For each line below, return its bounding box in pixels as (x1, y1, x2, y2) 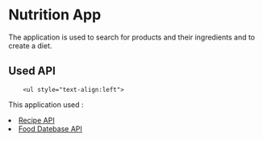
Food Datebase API (19, 123, 82, 134)
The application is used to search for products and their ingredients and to (8, 32, 256, 42)
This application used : (8, 99, 84, 110)
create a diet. (8, 40, 52, 50)
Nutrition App (8, 6, 102, 24)
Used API (8, 64, 56, 78)
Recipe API (19, 115, 55, 125)
